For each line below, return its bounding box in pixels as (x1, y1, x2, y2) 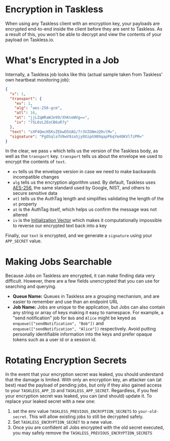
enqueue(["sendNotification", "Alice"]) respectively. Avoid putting (12, 326, 156, 332)
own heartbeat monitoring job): (5, 76, 70, 82)
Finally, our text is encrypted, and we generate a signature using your (5, 233, 152, 239)
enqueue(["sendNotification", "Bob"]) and (12, 320, 104, 326)
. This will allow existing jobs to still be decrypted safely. (26, 414, 144, 420)
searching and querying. (5, 284, 57, 290)
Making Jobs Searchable (5, 256, 112, 267)
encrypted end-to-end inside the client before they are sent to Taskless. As (5, 25, 162, 32)
